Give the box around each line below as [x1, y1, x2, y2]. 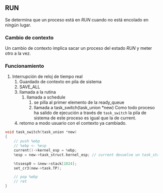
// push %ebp [14, 139, 40, 144]
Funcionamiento [5, 63, 45, 70]
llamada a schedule [26, 95, 65, 100]
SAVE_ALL [19, 84, 40, 90]
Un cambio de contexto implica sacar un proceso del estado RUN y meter [5, 45, 152, 51]
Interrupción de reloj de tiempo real [12, 74, 83, 79]
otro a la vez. [5, 51, 31, 57]
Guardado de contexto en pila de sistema [19, 79, 102, 85]
